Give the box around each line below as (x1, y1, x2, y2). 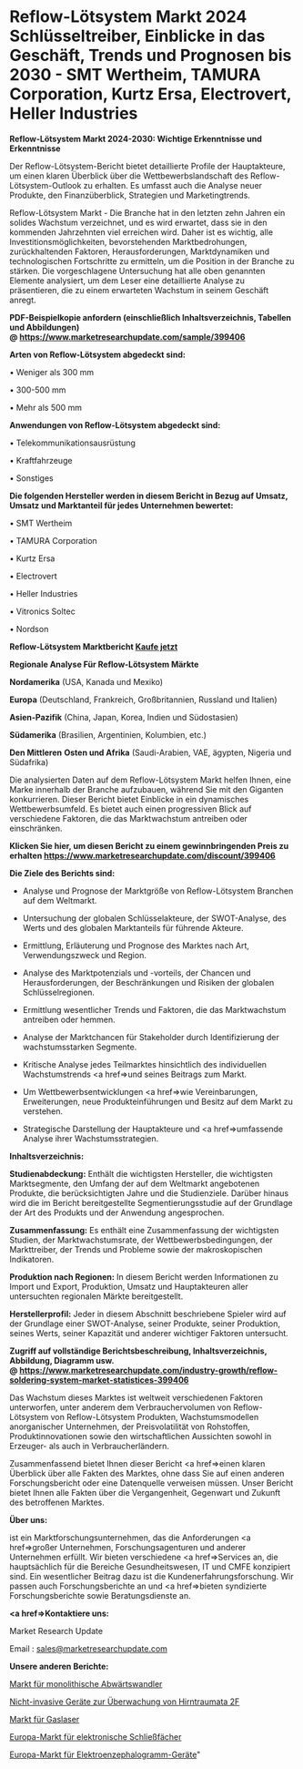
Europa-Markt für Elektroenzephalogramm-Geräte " (9, 1749, 201, 1760)
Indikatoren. (9, 1253, 55, 1264)
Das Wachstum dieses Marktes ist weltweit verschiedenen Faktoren (9, 1392, 264, 1403)
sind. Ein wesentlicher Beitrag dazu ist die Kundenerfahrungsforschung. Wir (9, 1570, 294, 1581)
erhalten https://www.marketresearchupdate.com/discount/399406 (9, 850, 276, 861)
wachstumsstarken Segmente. (22, 1041, 137, 1052)
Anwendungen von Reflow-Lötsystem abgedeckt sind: (9, 419, 221, 430)
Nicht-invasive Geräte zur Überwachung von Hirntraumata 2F (9, 1696, 240, 1707)
